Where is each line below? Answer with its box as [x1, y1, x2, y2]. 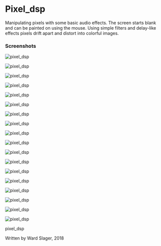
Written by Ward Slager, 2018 [5, 235, 64, 241]
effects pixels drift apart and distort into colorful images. [5, 30, 119, 36]
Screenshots [5, 42, 36, 49]
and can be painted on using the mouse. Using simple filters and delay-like [5, 25, 156, 31]
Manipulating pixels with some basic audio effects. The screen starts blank [5, 20, 156, 26]
